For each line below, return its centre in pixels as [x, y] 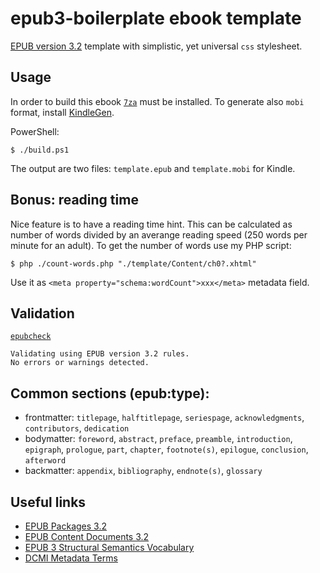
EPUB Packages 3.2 [65, 526]
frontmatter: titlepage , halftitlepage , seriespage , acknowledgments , [164, 418]
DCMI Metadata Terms [71, 558]
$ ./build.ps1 [40, 150]
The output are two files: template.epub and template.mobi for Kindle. [153, 168]
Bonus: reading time [74, 200]
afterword [45, 461]
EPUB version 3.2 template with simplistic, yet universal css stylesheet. [156, 46]
